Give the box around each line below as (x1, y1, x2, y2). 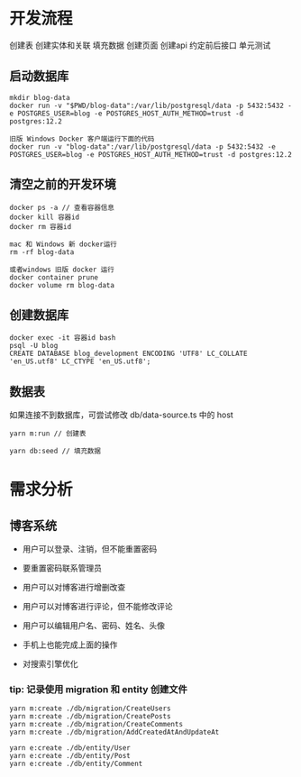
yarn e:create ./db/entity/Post (9, 752, 131, 761)
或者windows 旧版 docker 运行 (9, 265, 114, 274)
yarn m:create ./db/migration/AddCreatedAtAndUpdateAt (9, 727, 220, 737)
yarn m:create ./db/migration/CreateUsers (9, 704, 171, 713)
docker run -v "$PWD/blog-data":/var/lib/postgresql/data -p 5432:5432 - (9, 101, 293, 110)
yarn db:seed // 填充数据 (9, 447, 102, 456)
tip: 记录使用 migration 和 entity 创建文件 (9, 683, 187, 696)
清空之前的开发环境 (9, 177, 116, 192)
